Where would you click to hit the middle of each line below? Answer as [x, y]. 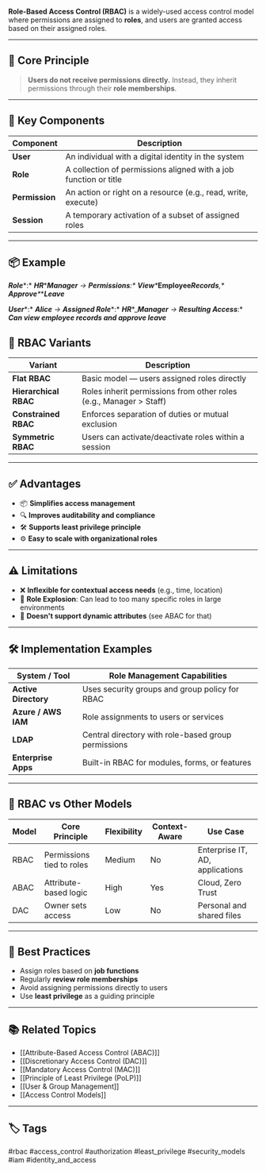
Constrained [36, 414]
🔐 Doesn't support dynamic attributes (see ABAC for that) [116, 615]
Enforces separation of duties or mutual [156, 414]
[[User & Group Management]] [69, 1086]
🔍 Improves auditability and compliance [87, 515]
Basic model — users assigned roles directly [164, 379]
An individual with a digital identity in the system [155, 156]
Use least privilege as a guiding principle [87, 997]
